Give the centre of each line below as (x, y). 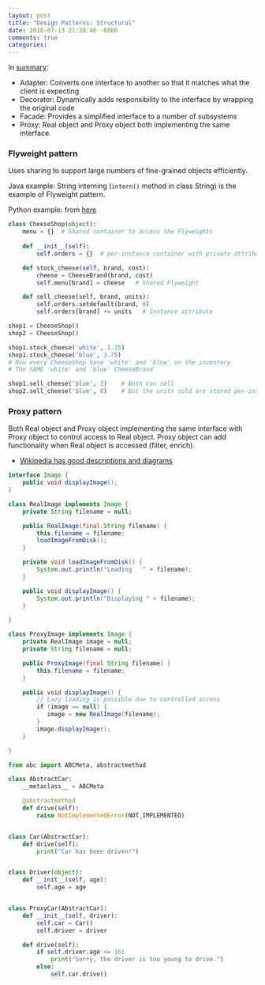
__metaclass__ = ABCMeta (63, 787)
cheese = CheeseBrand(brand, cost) (95, 275)
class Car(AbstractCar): (49, 836)
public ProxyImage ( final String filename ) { (97, 663)
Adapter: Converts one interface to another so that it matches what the (134, 83)
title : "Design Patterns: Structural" (72, 23)
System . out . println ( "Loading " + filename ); (114, 570)
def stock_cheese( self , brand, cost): (86, 268)
